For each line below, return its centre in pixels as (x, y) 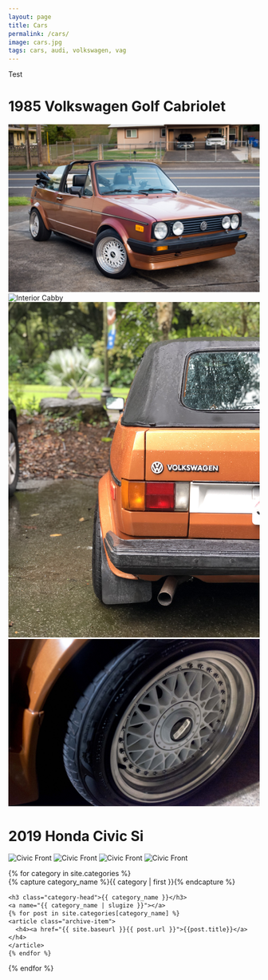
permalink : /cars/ (39, 34)
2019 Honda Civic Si (76, 836)
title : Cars (28, 25)
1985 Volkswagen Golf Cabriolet (117, 107)
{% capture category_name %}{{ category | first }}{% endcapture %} (122, 882)
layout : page (30, 17)
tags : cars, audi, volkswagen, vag (67, 51)
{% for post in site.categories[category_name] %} (94, 914)
